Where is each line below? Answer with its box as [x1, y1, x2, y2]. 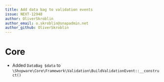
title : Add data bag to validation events [5, 7, 93, 12]
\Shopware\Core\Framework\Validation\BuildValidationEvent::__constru [12, 69, 160, 74]
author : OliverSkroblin [5, 16, 54, 21]
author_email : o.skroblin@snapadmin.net [5, 20, 89, 26]
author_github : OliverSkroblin [5, 25, 69, 30]
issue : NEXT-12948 [5, 12, 43, 17]
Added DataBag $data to [12, 62, 61, 68]
